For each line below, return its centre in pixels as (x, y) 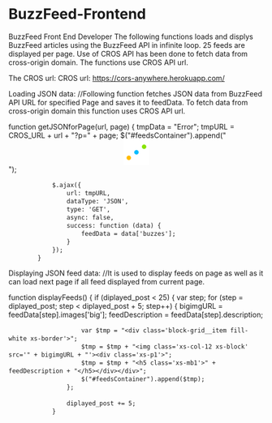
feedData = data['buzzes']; (128, 233)
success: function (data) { (114, 225)
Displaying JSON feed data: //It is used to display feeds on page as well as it (136, 273)
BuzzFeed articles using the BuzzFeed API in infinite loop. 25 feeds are (127, 45)
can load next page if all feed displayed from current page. (107, 281)
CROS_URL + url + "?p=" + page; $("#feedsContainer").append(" (117, 135)
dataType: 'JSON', (97, 201)
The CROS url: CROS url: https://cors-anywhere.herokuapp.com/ (117, 78)
